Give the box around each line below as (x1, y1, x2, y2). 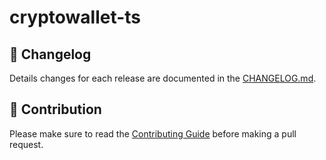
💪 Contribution (9, 101, 102, 118)
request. (9, 138, 44, 150)
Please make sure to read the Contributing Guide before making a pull (9, 127, 297, 140)
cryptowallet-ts (9, 6, 142, 29)
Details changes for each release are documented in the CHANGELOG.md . (9, 72, 317, 84)
